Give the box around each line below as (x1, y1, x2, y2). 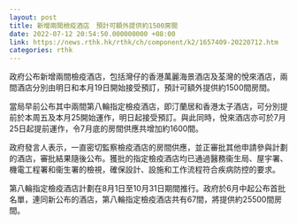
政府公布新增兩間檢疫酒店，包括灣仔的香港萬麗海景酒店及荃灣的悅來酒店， (9, 72, 280, 82)
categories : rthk (9, 46, 73, 55)
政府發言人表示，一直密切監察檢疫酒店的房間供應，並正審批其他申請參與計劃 (9, 143, 288, 153)
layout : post (9, 12, 57, 22)
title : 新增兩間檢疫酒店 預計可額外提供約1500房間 (9, 21, 179, 30)
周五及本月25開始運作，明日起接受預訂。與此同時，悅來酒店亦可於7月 (32, 112, 286, 123)
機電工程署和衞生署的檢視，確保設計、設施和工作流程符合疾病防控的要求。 (9, 165, 280, 175)
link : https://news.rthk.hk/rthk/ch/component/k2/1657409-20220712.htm (9, 37, 278, 47)
